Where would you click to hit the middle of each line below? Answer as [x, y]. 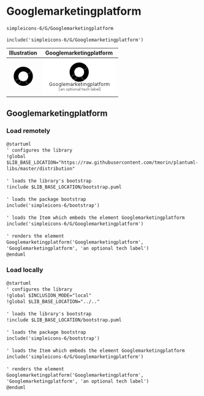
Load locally [25, 270]
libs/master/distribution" [41, 169]
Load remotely [28, 131]
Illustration [23, 53]
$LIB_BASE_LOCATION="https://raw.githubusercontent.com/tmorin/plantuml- [103, 162]
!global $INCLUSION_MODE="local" [49, 295]
